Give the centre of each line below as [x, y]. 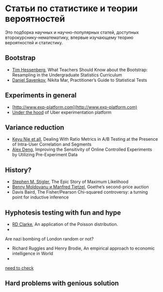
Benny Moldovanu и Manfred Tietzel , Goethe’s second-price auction [80, 187]
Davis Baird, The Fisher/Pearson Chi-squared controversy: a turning [80, 192]
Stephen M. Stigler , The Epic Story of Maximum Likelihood [70, 182]
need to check [19, 268]
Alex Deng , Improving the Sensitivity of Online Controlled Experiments [82, 149]
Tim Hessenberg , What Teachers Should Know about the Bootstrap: [80, 70]
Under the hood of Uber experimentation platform [62, 112]
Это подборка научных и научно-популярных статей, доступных [72, 32]
